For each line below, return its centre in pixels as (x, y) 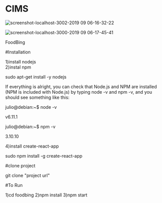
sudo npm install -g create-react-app (44, 156)
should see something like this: (37, 97)
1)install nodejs (21, 61)
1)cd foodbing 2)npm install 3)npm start (46, 195)
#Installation (18, 52)
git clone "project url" (28, 175)
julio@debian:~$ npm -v (30, 126)
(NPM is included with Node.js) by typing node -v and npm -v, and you (79, 92)
